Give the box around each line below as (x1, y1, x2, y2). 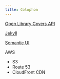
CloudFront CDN (12, 69, 45, 75)
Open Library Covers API (5, 21, 55, 26)
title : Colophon (5, 7, 38, 12)
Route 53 (12, 64, 31, 70)
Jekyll (5, 30, 17, 36)
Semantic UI (5, 40, 30, 46)
